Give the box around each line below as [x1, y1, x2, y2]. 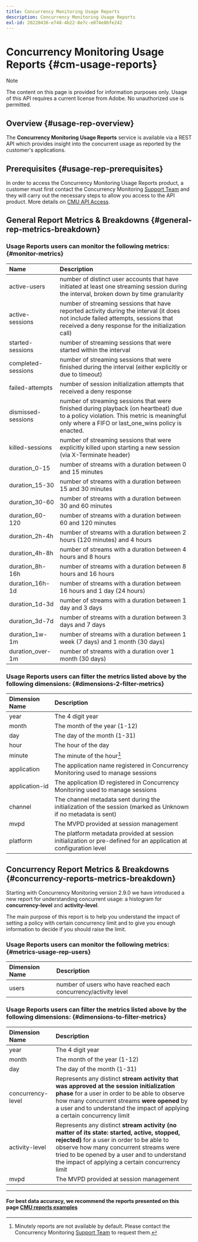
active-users [9, 282, 45, 290]
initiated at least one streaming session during [60, 282, 187, 290]
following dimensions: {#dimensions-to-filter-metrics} [6, 1013, 167, 1021]
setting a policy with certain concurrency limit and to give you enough [6, 919, 176, 926]
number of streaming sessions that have [60, 299, 171, 307]
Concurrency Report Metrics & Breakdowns [6, 864, 169, 874]
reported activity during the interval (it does [60, 307, 180, 315]
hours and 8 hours [60, 552, 111, 561]
